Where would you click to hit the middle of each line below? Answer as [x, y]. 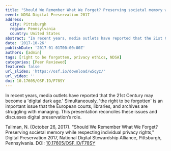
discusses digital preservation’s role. [44, 117]
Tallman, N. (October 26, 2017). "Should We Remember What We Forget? [82, 127]
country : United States [35, 34]
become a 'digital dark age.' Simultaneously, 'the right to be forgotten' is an [84, 101]
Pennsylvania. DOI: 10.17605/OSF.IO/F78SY [50, 143]
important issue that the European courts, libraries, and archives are [77, 106]
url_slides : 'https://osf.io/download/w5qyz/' [55, 72]
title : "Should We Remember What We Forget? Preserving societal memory [84, 10]
